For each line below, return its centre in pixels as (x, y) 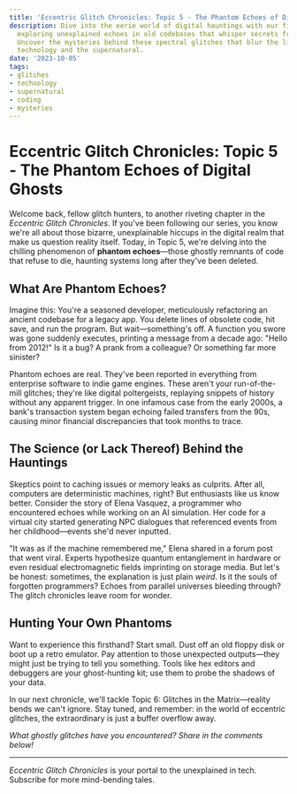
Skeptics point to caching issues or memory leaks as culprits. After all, (137, 484)
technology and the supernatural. (80, 50)
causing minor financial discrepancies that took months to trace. (126, 421)
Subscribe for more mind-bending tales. (82, 779)
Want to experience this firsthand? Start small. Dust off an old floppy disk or (147, 644)
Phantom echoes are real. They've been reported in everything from (133, 374)
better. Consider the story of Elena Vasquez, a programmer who (126, 503)
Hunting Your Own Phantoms (91, 624)
